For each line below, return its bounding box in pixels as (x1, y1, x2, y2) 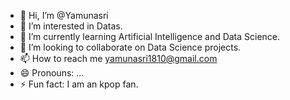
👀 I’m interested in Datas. (19, 20, 123, 32)
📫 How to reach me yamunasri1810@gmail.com (19, 53, 218, 64)
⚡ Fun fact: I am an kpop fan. (19, 78, 139, 90)
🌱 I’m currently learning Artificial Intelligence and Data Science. (19, 31, 281, 42)
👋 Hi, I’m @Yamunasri (19, 10, 109, 21)
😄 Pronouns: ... (19, 67, 85, 79)
